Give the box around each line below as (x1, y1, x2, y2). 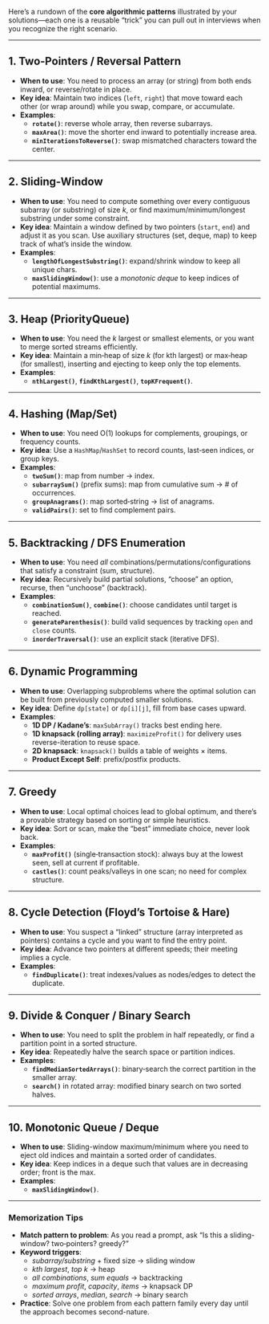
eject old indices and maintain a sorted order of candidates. (19, 1151, 217, 1160)
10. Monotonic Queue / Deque (8, 1120, 159, 1135)
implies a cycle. (19, 952, 71, 962)
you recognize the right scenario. (8, 24, 118, 33)
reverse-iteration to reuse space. (31, 737, 141, 747)
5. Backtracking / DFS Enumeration (8, 536, 186, 549)
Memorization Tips (8, 1212, 84, 1224)
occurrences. (31, 488, 76, 498)
